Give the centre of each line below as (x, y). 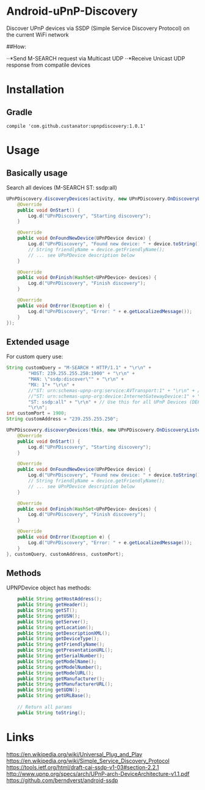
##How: (16, 46)
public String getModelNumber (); (60, 667)
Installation (35, 90)
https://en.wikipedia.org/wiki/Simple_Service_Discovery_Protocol (88, 761)
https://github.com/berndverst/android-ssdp (62, 780)
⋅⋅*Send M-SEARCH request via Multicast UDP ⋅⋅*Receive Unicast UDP (96, 58)
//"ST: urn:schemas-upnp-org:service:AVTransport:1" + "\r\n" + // (116, 390)
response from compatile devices (49, 65)
